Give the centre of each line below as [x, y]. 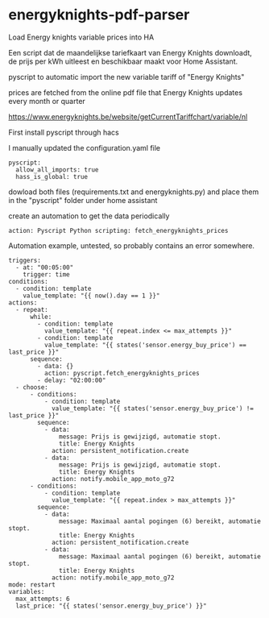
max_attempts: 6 [43, 599]
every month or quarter [47, 101]
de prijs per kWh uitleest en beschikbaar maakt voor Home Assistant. [123, 61]
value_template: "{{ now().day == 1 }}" [91, 296]
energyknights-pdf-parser [99, 15]
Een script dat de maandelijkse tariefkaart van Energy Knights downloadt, [130, 52]
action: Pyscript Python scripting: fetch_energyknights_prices [118, 230]
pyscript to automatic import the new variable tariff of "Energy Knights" [126, 77]
